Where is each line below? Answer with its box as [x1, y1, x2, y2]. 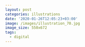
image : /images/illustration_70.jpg [5, 21, 80, 26]
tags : [5, 30, 16, 35]
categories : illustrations [5, 12, 60, 17]
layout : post [5, 7, 32, 12]
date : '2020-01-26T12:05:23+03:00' [5, 16, 78, 21]
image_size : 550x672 [5, 25, 48, 30]
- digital [9, 35, 29, 40]
